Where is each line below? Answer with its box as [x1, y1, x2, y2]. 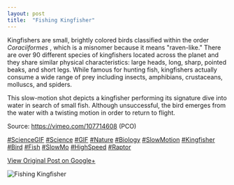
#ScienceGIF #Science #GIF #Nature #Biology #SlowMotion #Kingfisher [7, 135, 215, 143]
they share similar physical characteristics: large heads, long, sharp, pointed [7, 58, 227, 66]
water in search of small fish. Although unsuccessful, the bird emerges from [7, 101, 226, 109]
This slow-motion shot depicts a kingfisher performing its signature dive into [7, 93, 227, 102]
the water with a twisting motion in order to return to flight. [7, 108, 176, 117]
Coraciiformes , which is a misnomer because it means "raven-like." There [7, 43, 221, 51]
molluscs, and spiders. [7, 80, 72, 88]
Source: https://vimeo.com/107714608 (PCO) [7, 122, 137, 130]
